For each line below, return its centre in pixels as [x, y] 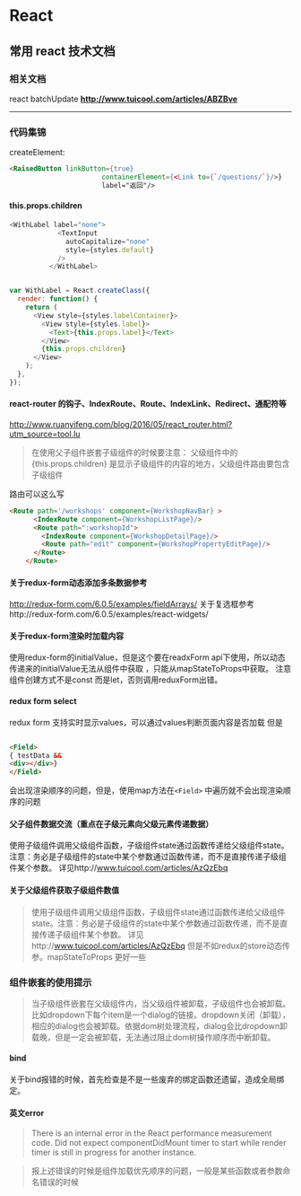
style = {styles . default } [110, 250]
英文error [27, 1112]
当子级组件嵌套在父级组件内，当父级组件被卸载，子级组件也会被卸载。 [161, 1003]
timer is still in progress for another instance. [114, 1152]
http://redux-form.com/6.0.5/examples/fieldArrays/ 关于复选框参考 [132, 604]
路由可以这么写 [37, 494]
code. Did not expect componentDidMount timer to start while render [159, 1143]
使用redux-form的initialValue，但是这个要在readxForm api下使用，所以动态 [147, 657]
